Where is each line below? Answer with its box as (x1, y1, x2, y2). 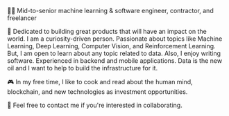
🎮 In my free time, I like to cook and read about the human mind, (7, 78, 193, 86)
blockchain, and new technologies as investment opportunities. (7, 88, 188, 96)
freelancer (7, 14, 37, 22)
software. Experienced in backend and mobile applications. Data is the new (7, 57, 223, 65)
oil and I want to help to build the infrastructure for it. (7, 64, 158, 72)
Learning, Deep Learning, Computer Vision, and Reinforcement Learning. (7, 42, 217, 50)
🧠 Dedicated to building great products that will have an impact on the (7, 28, 207, 35)
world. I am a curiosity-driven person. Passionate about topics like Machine (7, 35, 223, 43)
